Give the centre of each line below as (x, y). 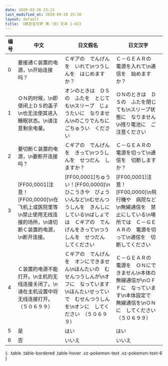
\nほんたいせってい (87, 292)
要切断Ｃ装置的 (35, 149)
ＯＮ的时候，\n (35, 98)
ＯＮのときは (131, 95)
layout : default (22, 19)
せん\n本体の (141, 273)
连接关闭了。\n (40, 284)
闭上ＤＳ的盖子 (40, 106)
